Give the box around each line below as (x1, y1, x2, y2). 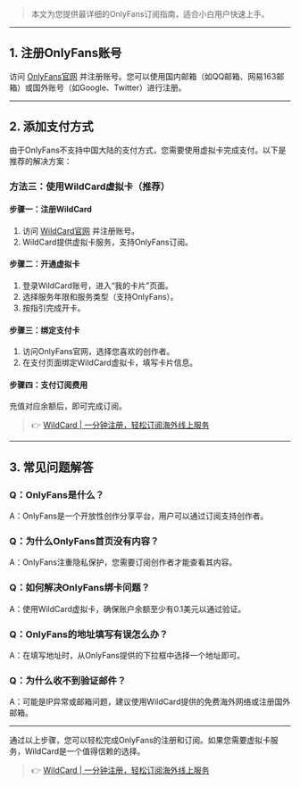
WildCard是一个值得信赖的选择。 (24, 746, 146, 757)
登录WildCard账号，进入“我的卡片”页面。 (21, 280, 173, 291)
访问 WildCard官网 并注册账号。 (21, 225, 140, 236)
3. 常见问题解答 (9, 460, 94, 475)
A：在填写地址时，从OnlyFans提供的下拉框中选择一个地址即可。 (9, 650, 246, 660)
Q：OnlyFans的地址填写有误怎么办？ (9, 628, 169, 641)
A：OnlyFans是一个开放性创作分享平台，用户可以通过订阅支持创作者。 (9, 510, 269, 521)
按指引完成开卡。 (21, 302, 86, 313)
